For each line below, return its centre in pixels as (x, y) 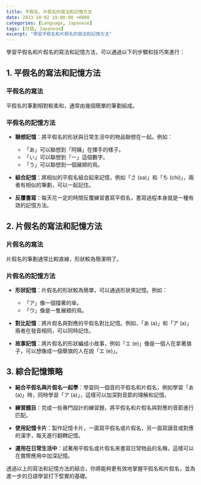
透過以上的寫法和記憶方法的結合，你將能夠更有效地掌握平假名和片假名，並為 (101, 468)
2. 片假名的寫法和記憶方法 (54, 226)
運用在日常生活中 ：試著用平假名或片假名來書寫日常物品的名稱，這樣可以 (104, 448)
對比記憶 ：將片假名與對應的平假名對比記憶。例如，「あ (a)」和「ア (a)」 (103, 323)
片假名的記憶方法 (31, 276)
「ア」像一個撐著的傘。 (53, 303)
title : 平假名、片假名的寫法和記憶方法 (49, 12)
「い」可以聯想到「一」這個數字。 (66, 157)
